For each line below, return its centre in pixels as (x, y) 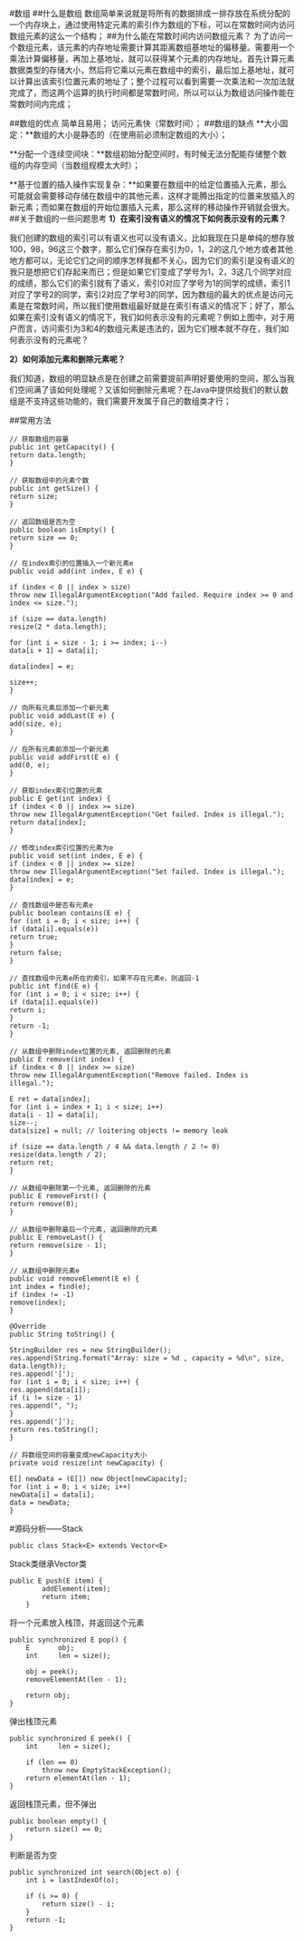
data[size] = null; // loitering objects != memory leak (119, 1131)
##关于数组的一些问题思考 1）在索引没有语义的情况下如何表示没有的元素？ (148, 219)
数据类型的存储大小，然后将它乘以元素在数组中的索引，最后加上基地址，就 (148, 70)
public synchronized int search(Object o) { (95, 1872)
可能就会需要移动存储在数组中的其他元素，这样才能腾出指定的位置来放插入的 (152, 196)
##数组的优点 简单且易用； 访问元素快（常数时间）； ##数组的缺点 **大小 (145, 123)
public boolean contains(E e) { (70, 913)
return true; (34, 937)
